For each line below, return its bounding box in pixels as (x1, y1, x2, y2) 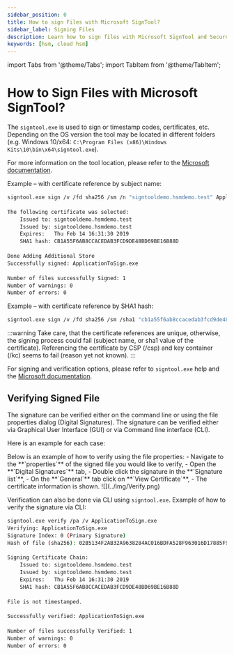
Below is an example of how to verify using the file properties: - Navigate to (7, 453, 224, 461)
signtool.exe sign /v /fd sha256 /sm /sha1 (7, 316, 136, 323)
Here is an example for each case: (7, 439, 106, 447)
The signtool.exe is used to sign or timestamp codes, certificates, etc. (7, 123, 210, 132)
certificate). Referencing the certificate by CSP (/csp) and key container (7, 344, 214, 352)
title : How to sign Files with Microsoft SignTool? (7, 18, 160, 26)
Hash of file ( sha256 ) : (7, 539, 77, 546)
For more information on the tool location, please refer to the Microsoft (7, 159, 210, 167)
